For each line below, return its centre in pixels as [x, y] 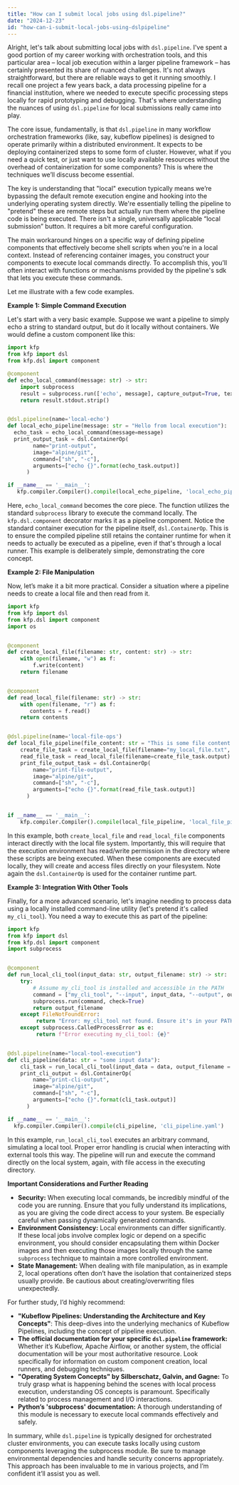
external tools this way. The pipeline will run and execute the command [111, 1155]
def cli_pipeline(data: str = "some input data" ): [84, 1060]
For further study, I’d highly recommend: [67, 1302]
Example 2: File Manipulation [51, 572]
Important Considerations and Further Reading [78, 1184]
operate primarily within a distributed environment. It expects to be [105, 145]
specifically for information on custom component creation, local [112, 1361]
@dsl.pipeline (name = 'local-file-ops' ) [65, 737]
